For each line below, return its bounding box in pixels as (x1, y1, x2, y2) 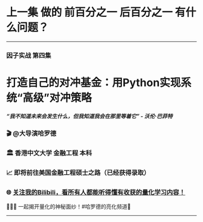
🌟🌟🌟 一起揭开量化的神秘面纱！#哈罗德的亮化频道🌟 (6, 203, 131, 211)
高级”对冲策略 (22, 91, 92, 105)
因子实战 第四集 (6, 51, 51, 59)
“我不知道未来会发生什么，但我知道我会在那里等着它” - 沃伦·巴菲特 (6, 113, 173, 120)
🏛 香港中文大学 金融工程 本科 (6, 149, 92, 157)
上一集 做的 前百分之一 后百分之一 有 (6, 5, 186, 19)
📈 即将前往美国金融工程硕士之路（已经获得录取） (6, 168, 150, 177)
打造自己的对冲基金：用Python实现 (6, 76, 181, 90)
